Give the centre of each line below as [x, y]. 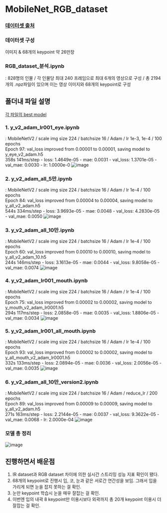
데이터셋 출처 [20, 26]
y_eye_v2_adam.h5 [24, 154]
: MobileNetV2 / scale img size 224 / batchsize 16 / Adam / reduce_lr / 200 [82, 393]
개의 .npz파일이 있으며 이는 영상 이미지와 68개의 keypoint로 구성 [68, 84]
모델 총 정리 [18, 433]
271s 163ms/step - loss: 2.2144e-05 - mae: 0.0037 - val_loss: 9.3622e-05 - [82, 414]
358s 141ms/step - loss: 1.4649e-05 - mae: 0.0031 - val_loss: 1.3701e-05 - [81, 159]
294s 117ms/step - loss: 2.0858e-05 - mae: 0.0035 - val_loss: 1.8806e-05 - [82, 313]
